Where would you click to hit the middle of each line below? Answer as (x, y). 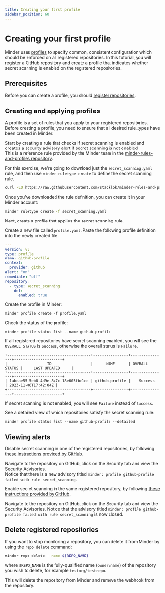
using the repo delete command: (39, 547)
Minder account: (22, 202)
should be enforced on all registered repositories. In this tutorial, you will (78, 58)
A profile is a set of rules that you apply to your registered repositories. (77, 123)
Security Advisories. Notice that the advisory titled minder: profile (73, 509)
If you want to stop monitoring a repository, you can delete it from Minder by (82, 541)
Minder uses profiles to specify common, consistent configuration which (79, 52)
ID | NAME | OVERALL (97, 364)
